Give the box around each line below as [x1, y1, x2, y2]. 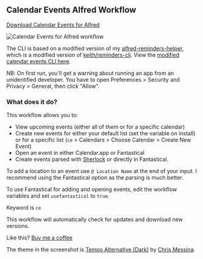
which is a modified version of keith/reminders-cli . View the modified [6, 51, 180, 59]
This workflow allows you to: [6, 112, 78, 119]
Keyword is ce [6, 204, 41, 211]
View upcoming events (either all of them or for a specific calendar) [15, 123, 185, 130]
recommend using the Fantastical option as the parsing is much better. [6, 174, 184, 182]
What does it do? [6, 98, 58, 106]
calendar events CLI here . [6, 57, 71, 65]
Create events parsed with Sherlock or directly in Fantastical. [15, 155, 169, 163]
